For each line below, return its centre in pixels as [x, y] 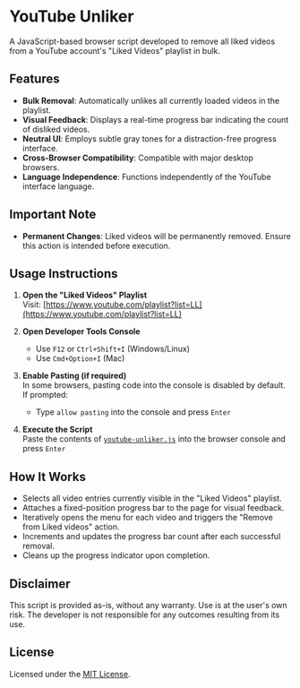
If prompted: [45, 395]
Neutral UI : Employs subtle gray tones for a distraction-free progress [150, 138]
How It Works [48, 477]
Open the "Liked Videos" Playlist [85, 295]
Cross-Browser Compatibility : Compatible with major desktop [137, 158]
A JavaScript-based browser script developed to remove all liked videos [142, 41]
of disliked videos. [56, 129]
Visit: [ [34, 305]
